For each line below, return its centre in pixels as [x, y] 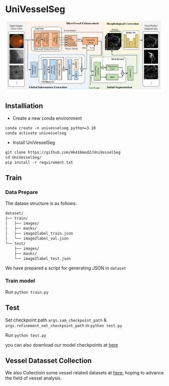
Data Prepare [22, 192]
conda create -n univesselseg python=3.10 [50, 128]
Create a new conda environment [47, 118]
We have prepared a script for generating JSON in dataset [66, 268]
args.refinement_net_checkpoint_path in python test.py [64, 325]
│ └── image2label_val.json [37, 238]
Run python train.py [27, 292]
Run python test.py [26, 335]
